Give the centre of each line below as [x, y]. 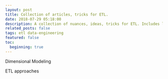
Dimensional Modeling [28, 61]
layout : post [19, 10]
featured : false [22, 38]
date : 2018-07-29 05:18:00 [33, 19]
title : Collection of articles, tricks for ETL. [57, 14]
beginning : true [26, 47]
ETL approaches [22, 71]
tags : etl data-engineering [34, 33]
